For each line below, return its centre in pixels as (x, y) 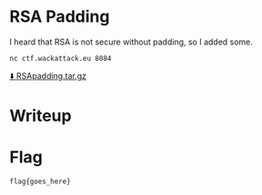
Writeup (40, 116)
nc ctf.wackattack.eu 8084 (60, 58)
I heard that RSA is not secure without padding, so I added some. (131, 42)
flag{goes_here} (40, 182)
